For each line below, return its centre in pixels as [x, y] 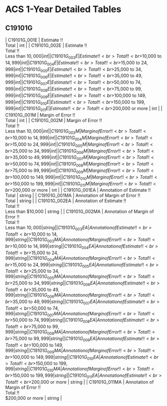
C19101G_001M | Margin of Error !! [40, 115]
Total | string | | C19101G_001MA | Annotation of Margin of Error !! [73, 196]
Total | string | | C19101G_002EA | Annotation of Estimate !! [66, 201]
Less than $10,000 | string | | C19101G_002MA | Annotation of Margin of [79, 212]
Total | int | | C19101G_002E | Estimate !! [46, 45]
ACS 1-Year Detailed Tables [63, 9]
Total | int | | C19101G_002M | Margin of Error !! [54, 121]
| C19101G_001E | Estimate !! [34, 40]
